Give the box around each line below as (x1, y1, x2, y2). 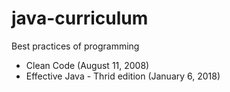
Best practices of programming (11, 40, 140, 52)
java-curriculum (11, 7, 149, 30)
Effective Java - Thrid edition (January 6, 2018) (25, 70, 221, 82)
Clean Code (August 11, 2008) (25, 59, 150, 71)
